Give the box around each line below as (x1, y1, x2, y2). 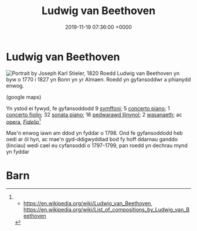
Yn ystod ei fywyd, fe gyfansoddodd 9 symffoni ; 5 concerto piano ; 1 (6, 104, 170, 112)
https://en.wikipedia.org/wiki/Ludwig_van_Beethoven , (23, 200, 152, 207)
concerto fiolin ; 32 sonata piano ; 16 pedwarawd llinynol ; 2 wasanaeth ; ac (6, 111, 182, 118)
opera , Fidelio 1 (6, 117, 41, 125)
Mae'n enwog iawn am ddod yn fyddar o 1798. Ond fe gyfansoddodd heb (6, 130, 183, 137)
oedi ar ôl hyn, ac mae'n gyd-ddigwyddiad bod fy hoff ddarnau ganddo (6, 136, 178, 143)
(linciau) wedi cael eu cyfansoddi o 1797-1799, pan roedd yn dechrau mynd (6, 142, 188, 149)
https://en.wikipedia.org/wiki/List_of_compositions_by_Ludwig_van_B (23, 206, 190, 213)
